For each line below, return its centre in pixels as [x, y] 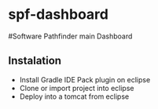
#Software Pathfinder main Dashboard [70, 36]
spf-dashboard [58, 15]
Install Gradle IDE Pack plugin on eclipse [85, 79]
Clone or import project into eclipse [77, 88]
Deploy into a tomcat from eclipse [74, 96]
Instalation [35, 61]
